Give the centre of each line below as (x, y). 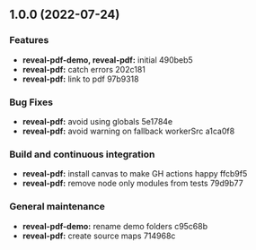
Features (29, 40)
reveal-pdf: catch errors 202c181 (84, 69)
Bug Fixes (31, 102)
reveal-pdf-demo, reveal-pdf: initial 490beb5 (107, 60)
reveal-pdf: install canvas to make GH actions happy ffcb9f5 (135, 174)
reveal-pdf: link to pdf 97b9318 (80, 79)
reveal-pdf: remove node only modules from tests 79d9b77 (133, 184)
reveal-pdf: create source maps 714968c (99, 236)
